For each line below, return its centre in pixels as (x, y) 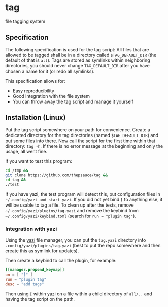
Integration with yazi (31, 229)
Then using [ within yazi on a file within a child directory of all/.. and (79, 294)
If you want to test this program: (39, 161)
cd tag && (16, 180)
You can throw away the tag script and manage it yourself (73, 101)
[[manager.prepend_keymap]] (35, 270)
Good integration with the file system (51, 96)
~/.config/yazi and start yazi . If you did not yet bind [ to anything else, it (84, 200)
